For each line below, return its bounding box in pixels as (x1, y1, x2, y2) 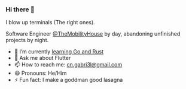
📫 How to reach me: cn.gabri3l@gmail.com (14, 61, 123, 68)
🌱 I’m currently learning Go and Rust (14, 48, 104, 55)
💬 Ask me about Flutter (14, 55, 71, 62)
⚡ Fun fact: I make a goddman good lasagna (14, 77, 123, 84)
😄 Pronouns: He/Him (14, 69, 67, 77)
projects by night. (5, 37, 49, 44)
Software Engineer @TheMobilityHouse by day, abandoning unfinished (5, 30, 181, 37)
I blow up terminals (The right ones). (5, 19, 95, 26)
